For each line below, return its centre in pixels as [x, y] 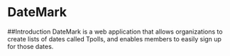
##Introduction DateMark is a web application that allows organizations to [115, 31]
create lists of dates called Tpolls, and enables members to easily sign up [115, 38]
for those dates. [31, 46]
